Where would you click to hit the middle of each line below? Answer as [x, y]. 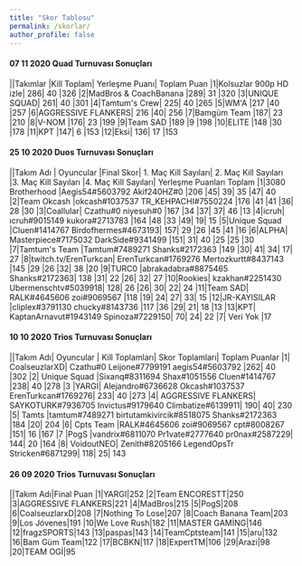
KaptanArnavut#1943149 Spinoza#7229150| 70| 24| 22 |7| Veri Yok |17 [141, 316]
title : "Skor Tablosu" [52, 18]
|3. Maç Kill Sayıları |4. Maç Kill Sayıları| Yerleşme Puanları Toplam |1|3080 [148, 182]
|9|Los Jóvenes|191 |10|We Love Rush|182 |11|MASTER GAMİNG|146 [136, 523]
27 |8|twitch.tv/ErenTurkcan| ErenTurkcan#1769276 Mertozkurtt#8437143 [147, 259]
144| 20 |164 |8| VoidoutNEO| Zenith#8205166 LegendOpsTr [122, 443]
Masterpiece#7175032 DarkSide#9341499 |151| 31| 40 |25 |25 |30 [132, 240]
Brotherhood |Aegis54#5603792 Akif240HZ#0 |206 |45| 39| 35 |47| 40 [143, 192]
